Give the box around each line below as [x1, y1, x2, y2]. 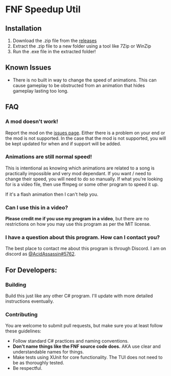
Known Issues [5, 63, 52, 72]
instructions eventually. [5, 298, 54, 304]
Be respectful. [12, 365, 42, 371]
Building [5, 281, 27, 288]
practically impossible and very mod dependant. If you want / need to [5, 170, 152, 176]
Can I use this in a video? [5, 204, 68, 211]
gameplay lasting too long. [12, 88, 69, 94]
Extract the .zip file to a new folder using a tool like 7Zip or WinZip [12, 43, 152, 49]
